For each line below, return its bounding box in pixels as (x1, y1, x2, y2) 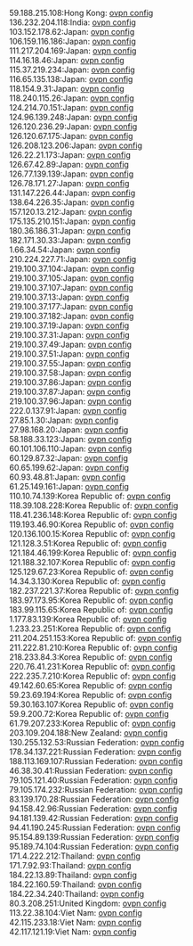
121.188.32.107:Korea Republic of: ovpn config (9, 557, 176, 567)
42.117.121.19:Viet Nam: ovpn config (9, 926, 137, 937)
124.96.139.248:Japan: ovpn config (9, 111, 138, 122)
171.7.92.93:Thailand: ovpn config (9, 860, 132, 870)
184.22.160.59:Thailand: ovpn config (9, 879, 142, 890)
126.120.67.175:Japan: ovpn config (9, 131, 133, 141)
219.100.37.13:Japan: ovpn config (9, 292, 130, 302)
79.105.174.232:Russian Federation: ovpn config (9, 785, 183, 794)
